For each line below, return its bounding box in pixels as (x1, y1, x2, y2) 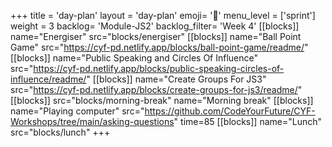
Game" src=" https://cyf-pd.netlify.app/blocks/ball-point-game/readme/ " (10, 41, 309, 53)
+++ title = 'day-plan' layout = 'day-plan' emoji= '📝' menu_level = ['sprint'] (10, 10, 316, 21)
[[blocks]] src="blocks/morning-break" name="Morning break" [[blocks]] (10, 95, 314, 106)
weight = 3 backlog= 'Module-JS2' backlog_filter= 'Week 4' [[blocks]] (10, 20, 300, 32)
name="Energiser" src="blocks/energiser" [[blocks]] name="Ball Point (10, 31, 302, 42)
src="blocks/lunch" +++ (10, 126, 111, 138)
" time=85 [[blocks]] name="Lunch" (173, 116, 323, 127)
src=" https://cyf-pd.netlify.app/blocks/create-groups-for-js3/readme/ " (10, 84, 303, 95)
